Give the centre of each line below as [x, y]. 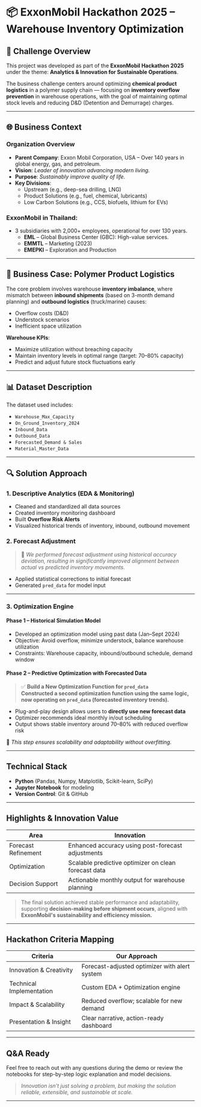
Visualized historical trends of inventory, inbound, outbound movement [102, 526]
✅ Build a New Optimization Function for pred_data [84, 686]
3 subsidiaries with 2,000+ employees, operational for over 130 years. [101, 231]
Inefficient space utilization [48, 326]
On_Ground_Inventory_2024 [47, 423]
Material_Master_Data [42, 448]
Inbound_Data [31, 430]
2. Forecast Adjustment [41, 541]
